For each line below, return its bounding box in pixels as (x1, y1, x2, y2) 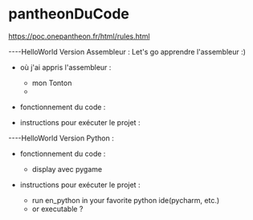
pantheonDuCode (8, 5, 130, 23)
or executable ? (31, 204, 84, 214)
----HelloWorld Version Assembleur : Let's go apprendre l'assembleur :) (8, 47, 247, 56)
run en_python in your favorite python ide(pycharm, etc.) (31, 195, 220, 205)
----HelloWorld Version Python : (8, 133, 114, 143)
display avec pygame (31, 164, 103, 173)
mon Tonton (31, 78, 72, 88)
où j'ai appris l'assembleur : (19, 62, 112, 72)
